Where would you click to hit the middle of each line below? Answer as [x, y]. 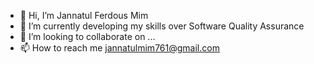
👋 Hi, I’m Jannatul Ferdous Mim [84, 15]
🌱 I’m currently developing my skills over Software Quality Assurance [162, 26]
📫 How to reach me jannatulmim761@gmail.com [119, 48]
